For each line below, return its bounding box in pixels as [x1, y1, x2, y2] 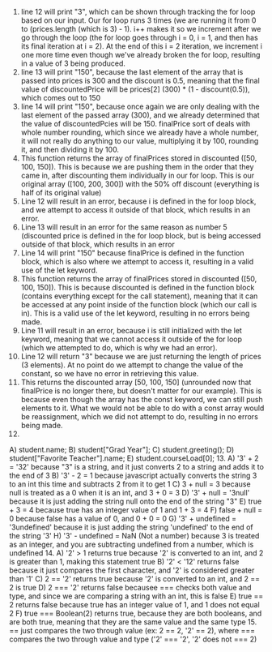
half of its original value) [20, 188, 102, 197]
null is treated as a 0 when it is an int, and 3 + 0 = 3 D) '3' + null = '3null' [9, 488, 250, 497]
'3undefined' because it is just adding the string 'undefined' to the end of [9, 522, 253, 532]
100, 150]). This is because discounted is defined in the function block [20, 283, 255, 292]
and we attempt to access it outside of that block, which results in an [20, 205, 251, 214]
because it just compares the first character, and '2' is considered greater [9, 565, 255, 575]
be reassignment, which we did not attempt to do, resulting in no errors [20, 412, 258, 421]
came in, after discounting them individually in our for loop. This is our [20, 170, 254, 180]
